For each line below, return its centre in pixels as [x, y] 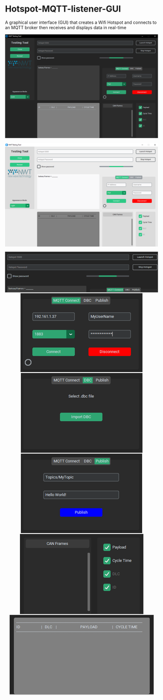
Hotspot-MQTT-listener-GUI [63, 9]
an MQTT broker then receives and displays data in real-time [66, 27]
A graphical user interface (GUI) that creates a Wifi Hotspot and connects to [81, 22]
